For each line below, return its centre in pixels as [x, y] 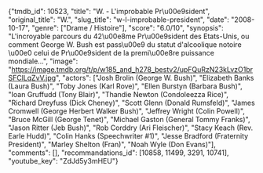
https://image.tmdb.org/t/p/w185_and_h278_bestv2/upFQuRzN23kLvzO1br [132, 69]
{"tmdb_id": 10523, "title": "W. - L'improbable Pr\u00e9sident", [109, 11]
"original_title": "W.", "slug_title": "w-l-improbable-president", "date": [119, 20]
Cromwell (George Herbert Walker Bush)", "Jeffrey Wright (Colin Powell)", [127, 111]
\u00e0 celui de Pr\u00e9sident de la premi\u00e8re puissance [111, 53]
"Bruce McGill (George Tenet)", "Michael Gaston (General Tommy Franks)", [129, 119]
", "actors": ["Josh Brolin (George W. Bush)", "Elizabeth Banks [155, 78]
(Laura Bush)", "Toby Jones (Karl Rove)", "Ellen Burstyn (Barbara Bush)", [126, 86]
